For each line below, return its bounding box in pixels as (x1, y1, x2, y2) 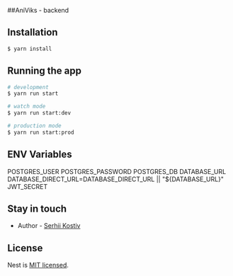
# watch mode (7, 103, 46, 110)
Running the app (7, 65, 81, 77)
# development (7, 84, 50, 91)
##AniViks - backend (7, 6, 69, 14)
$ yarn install (7, 45, 52, 52)
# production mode (7, 122, 62, 130)
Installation (7, 26, 58, 38)
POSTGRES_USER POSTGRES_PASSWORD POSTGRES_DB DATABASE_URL (7, 167, 227, 176)
